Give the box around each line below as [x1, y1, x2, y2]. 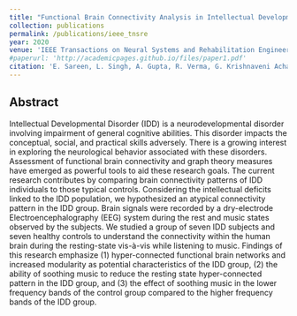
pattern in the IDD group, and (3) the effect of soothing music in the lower [9, 277, 278, 288]
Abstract [9, 94, 59, 110]
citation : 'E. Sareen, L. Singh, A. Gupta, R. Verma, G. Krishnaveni [9, 63, 271, 71]
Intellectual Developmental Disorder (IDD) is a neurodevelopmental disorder [9, 118, 285, 129]
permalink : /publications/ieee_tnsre [9, 29, 148, 38]
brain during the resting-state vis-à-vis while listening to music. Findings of [9, 240, 283, 251]
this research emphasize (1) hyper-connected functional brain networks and [9, 249, 286, 260]
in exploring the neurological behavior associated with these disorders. [9, 147, 268, 157]
